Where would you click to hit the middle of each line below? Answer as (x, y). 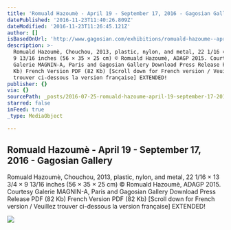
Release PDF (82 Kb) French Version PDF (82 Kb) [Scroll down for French (111, 199)
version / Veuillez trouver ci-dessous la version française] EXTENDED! (107, 207)
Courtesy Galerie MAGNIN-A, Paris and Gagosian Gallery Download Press (112, 192)
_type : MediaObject (35, 116)
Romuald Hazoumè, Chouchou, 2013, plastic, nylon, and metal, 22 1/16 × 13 (113, 177)
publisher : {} (27, 84)
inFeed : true (26, 109)
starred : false (29, 103)
